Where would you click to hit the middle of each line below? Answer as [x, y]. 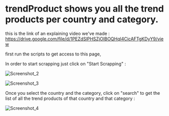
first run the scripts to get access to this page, [53, 54]
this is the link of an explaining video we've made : [58, 33]
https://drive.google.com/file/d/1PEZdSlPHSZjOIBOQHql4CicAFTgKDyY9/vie [84, 39]
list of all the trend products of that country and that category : [70, 98]
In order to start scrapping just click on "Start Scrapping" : [66, 64]
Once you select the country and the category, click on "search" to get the [83, 93]
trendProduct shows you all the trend [84, 9]
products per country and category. [82, 19]
